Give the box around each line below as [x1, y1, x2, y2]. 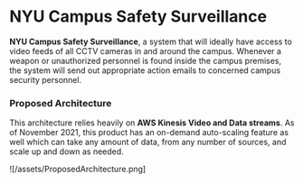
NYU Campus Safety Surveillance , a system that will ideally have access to [9, 36, 292, 47]
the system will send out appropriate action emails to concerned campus [9, 65, 281, 76]
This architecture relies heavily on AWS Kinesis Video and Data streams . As [9, 117, 295, 128]
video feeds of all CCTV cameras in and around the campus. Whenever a [9, 45, 282, 56]
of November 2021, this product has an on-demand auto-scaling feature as [9, 127, 289, 138]
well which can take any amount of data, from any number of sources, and [9, 137, 287, 148]
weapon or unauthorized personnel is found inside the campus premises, [9, 55, 282, 66]
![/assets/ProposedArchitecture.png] [9, 164, 147, 175]
